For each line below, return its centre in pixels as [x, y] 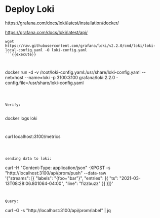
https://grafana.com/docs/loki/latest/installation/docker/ [62, 23]
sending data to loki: [28, 158]
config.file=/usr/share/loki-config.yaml [44, 83]
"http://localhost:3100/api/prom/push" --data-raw [56, 173]
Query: [12, 201]
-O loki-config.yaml [66, 50]
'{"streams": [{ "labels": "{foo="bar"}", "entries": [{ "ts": [62, 178]
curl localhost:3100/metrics [33, 136]
